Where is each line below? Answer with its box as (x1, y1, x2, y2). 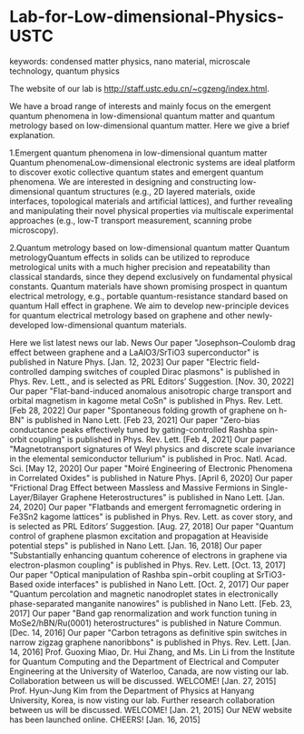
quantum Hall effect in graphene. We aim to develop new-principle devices (9, 300, 289, 311)
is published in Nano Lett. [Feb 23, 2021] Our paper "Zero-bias (26, 414, 260, 425)
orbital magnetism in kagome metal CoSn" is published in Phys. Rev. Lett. (9, 395, 283, 406)
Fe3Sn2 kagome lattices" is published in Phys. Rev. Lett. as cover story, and (9, 511, 293, 522)
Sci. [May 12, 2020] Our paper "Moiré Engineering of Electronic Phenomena (9, 462, 293, 474)
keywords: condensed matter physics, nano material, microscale (9, 55, 251, 66)
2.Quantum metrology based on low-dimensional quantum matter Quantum (9, 242, 290, 253)
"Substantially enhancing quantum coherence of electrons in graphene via (9, 549, 288, 560)
